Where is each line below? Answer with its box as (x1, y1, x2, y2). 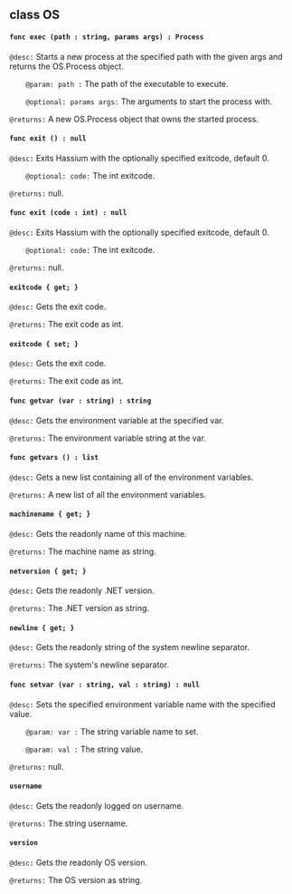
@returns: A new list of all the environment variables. (9, 489, 206, 500)
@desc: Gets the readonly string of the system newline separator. (9, 642, 250, 653)
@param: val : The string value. (25, 743, 144, 754)
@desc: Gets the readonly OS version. (9, 857, 148, 869)
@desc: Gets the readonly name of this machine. (9, 529, 187, 539)
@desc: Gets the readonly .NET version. (9, 585, 155, 597)
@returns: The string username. (9, 818, 128, 829)
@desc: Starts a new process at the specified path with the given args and (9, 51, 283, 62)
